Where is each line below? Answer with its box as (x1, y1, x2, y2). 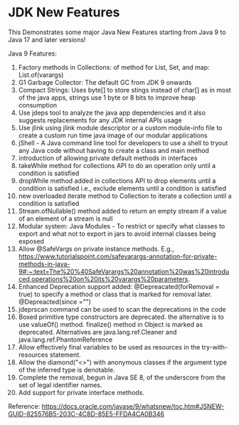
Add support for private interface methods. (18, 388, 145, 397)
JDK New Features (8, 4, 120, 21)
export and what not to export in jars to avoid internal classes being (18, 229, 216, 238)
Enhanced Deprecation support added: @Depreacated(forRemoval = (18, 282, 220, 290)
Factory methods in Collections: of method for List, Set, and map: (18, 63, 210, 71)
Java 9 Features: (8, 49, 58, 58)
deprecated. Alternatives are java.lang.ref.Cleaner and (18, 327, 177, 336)
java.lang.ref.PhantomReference (18, 335, 113, 344)
